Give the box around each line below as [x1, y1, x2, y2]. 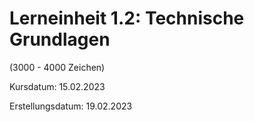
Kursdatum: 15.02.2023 [9, 80, 106, 92]
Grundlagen [9, 28, 111, 51]
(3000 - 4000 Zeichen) [9, 61, 106, 73]
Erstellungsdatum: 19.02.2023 [9, 100, 133, 112]
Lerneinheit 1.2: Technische [9, 7, 245, 30]
